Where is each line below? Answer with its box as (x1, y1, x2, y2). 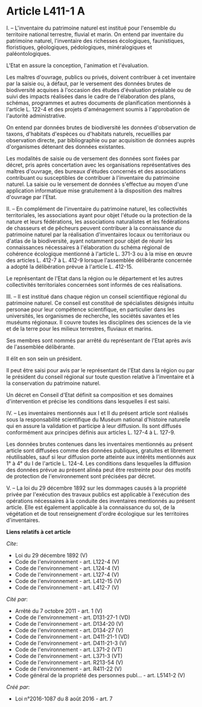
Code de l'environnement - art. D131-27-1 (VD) (14, 613, 131, 621)
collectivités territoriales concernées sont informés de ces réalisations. (6, 281, 183, 288)
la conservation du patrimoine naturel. (6, 380, 101, 387)
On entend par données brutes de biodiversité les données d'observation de (6, 123, 196, 131)
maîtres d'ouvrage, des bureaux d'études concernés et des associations (6, 168, 186, 175)
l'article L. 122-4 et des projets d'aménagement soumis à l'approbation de (6, 105, 190, 113)
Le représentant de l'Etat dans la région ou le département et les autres (6, 274, 183, 282)
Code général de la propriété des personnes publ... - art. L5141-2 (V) (14, 671, 186, 679)
